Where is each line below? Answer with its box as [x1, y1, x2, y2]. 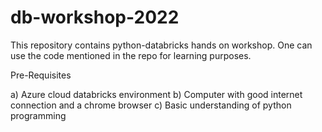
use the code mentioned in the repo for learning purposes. [10, 49, 252, 61]
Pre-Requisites [10, 69, 72, 81]
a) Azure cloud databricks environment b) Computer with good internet [10, 88, 303, 100]
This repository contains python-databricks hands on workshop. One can [10, 39, 313, 51]
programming [10, 109, 67, 121]
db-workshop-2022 [10, 6, 180, 29]
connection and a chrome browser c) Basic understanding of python [10, 99, 292, 111]
